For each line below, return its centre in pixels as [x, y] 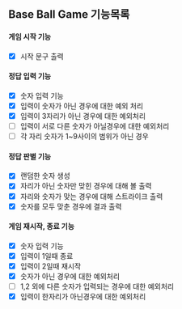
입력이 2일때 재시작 [51, 266]
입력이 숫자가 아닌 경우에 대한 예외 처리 [82, 106]
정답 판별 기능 [30, 156]
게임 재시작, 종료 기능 [42, 226]
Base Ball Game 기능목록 [69, 15]
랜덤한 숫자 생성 [45, 176]
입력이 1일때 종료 [47, 256]
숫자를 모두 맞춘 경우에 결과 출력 [71, 206]
